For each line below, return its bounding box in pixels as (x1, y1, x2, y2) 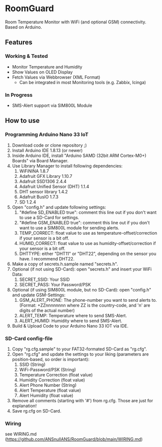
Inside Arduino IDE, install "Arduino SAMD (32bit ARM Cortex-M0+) (12, 153, 146, 158)
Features (5, 38, 32, 47)
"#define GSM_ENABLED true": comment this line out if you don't (19, 220, 150, 225)
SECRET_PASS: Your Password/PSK (19, 281, 91, 287)
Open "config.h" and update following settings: (12, 204, 106, 210)
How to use (5, 117, 40, 125)
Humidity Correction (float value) (19, 377, 85, 383)
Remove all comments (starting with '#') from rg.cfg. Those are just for (12, 397, 153, 403)
